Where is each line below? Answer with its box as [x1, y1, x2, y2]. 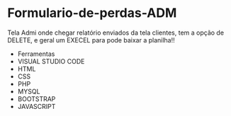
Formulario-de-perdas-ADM [7, 5, 177, 21]
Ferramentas [17, 50, 55, 58]
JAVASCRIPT [17, 102, 56, 110]
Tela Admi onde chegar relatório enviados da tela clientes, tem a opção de [7, 28, 225, 37]
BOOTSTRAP [17, 94, 56, 103]
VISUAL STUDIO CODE [17, 57, 85, 65]
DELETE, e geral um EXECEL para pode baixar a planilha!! [7, 35, 175, 44]
